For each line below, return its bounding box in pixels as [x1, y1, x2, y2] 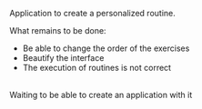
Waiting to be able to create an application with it [9, 90, 193, 100]
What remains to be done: [9, 25, 106, 35]
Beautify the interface [22, 53, 105, 63]
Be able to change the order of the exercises [22, 43, 190, 54]
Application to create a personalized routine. [9, 8, 176, 18]
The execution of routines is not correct [22, 63, 171, 73]
